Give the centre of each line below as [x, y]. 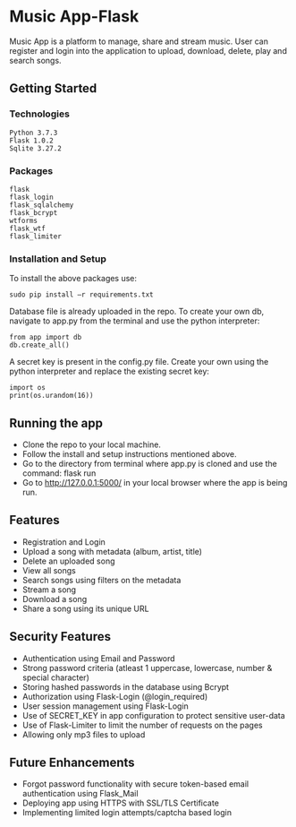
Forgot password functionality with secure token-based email [135, 784]
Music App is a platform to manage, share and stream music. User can [139, 41]
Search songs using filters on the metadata [101, 580]
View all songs [49, 570]
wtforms [24, 220]
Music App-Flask [74, 17]
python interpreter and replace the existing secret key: [110, 371]
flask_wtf [28, 228]
